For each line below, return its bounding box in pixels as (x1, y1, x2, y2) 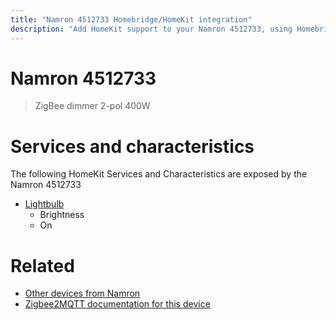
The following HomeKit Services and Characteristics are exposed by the (10, 168, 308, 180)
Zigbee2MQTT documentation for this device (24, 298, 211, 310)
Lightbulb (24, 198, 65, 210)
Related (10, 254, 75, 277)
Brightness (39, 209, 85, 221)
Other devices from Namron (24, 287, 141, 300)
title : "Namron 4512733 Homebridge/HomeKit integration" (10, 14, 253, 25)
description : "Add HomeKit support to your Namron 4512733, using (10, 24, 293, 34)
